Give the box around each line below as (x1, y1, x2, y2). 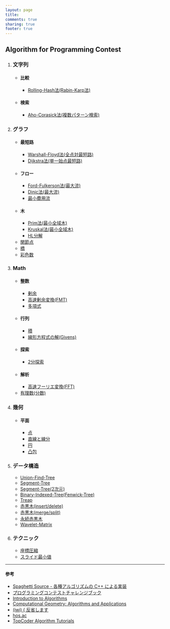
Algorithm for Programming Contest (5, 45, 121, 54)
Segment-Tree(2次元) (20, 485, 65, 492)
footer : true (5, 26, 33, 31)
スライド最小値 (20, 553, 52, 560)
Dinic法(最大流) (27, 189, 60, 195)
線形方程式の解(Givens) (27, 334, 77, 340)
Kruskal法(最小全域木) (27, 226, 73, 232)
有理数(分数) (20, 390, 46, 396)
